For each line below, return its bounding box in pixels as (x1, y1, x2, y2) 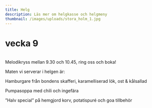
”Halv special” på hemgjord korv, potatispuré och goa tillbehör (5, 97, 132, 104)
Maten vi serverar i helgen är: (5, 69, 65, 74)
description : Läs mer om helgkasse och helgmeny (5, 12, 107, 17)
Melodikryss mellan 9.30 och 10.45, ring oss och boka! (5, 59, 116, 65)
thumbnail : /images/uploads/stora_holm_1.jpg (5, 16, 101, 21)
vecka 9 (5, 37, 39, 49)
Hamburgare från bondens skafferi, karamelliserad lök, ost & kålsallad (5, 78, 147, 84)
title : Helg (5, 7, 30, 12)
